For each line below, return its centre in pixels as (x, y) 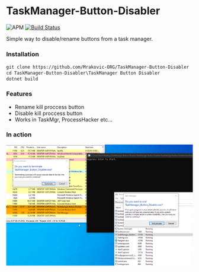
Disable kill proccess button (49, 113)
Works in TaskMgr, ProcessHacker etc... (63, 119)
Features (19, 94)
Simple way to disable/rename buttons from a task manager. (79, 39)
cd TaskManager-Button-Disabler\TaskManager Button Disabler (83, 73)
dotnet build (22, 79)
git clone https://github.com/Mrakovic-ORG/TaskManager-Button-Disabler (98, 67)
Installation (23, 54)
